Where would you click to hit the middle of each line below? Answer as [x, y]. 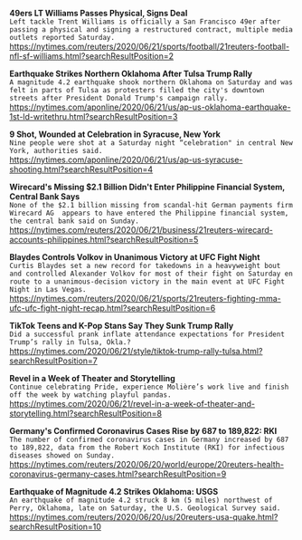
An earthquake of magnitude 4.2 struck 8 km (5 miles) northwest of [141, 500]
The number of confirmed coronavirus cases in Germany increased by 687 [149, 439]
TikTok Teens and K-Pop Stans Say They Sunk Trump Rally [122, 326]
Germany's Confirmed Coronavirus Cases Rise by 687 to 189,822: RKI [143, 431]
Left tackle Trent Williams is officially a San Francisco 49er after [145, 22]
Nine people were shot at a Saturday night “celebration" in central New [151, 143]
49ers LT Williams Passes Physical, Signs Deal [99, 13]
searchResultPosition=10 [56, 526]
